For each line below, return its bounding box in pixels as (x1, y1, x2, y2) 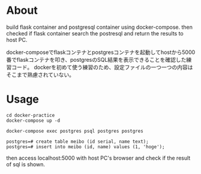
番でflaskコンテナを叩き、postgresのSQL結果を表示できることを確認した (6, 56, 187, 63)
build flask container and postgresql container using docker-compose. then (6, 23, 193, 31)
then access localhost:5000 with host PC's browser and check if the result (6, 154, 191, 161)
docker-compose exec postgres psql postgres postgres (6, 128, 144, 134)
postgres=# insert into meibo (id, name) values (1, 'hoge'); (6, 143, 165, 150)
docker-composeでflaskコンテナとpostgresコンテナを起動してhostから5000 (6, 49, 196, 56)
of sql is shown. (6, 160, 46, 168)
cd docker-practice (6, 112, 55, 118)
